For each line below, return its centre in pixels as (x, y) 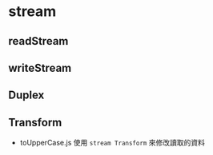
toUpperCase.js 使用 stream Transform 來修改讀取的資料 (113, 143)
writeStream (40, 68)
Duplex (26, 95)
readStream (38, 41)
